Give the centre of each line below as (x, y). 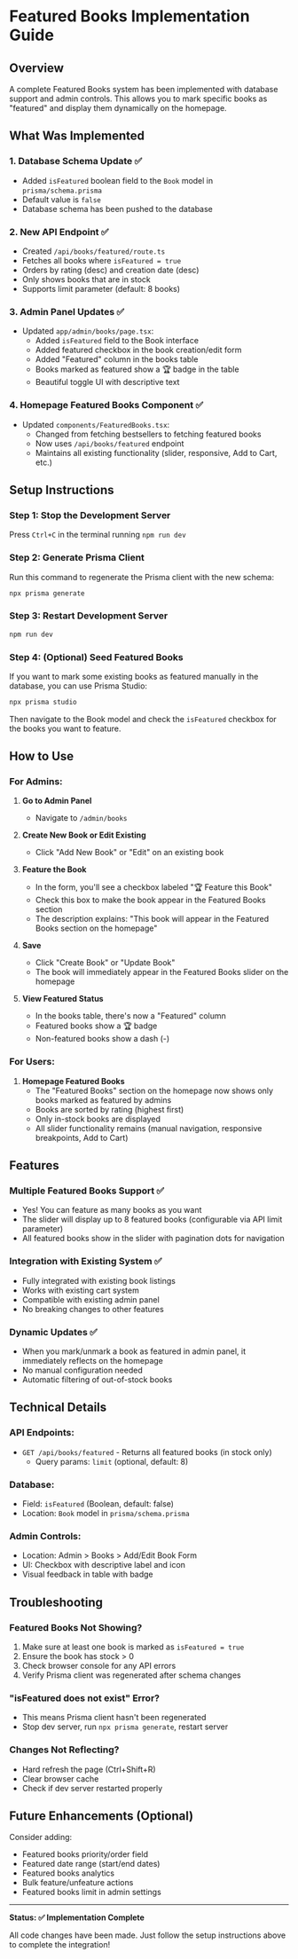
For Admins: (36, 782)
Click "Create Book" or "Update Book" (105, 963)
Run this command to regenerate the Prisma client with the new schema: (142, 577)
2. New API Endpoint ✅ (59, 232)
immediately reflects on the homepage (93, 1361)
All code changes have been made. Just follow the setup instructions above (148, 1935)
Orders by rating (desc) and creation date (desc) (110, 270)
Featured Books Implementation (129, 16)
